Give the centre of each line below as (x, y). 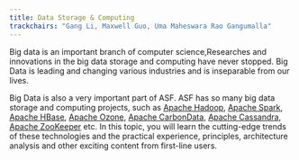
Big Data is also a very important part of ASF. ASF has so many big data (142, 98)
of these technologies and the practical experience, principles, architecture (149, 136)
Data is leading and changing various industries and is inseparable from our (149, 71)
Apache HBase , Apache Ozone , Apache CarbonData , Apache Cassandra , (145, 117)
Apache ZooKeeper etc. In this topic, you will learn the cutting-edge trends (148, 126)
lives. (19, 80)
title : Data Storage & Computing (72, 18)
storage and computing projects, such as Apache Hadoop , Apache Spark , (146, 107)
